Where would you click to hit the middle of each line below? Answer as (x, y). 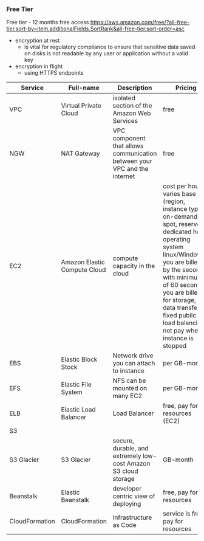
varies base (179, 194)
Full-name (84, 88)
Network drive (133, 356)
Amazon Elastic (83, 262)
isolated (124, 98)
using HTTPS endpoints (54, 73)
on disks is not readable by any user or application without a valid (106, 53)
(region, (174, 201)
